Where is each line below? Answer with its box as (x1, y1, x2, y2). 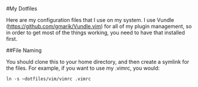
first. (6, 36, 18, 42)
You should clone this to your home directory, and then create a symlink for (6, 59, 190, 65)
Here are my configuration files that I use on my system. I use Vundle (6, 17, 174, 23)
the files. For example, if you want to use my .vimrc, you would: (6, 65, 160, 72)
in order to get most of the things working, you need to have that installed (6, 29, 185, 36)
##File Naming (6, 47, 42, 54)
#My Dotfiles (6, 5, 37, 12)
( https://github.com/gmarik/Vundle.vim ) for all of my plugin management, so (6, 23, 192, 30)
